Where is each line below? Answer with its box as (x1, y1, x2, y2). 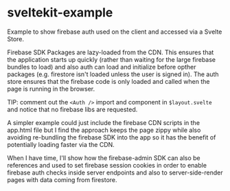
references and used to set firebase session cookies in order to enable (7, 161, 207, 169)
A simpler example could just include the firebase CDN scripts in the (7, 118, 200, 126)
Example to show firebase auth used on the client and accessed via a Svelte (7, 27, 222, 36)
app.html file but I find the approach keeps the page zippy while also (7, 126, 201, 134)
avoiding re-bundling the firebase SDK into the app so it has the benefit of (7, 133, 216, 142)
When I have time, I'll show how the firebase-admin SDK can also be (7, 153, 200, 162)
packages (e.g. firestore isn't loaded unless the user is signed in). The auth (7, 70, 219, 78)
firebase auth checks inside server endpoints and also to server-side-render (7, 168, 223, 177)
